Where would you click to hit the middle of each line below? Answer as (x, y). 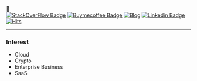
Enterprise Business (39, 67)
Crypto (23, 61)
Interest (18, 42)
